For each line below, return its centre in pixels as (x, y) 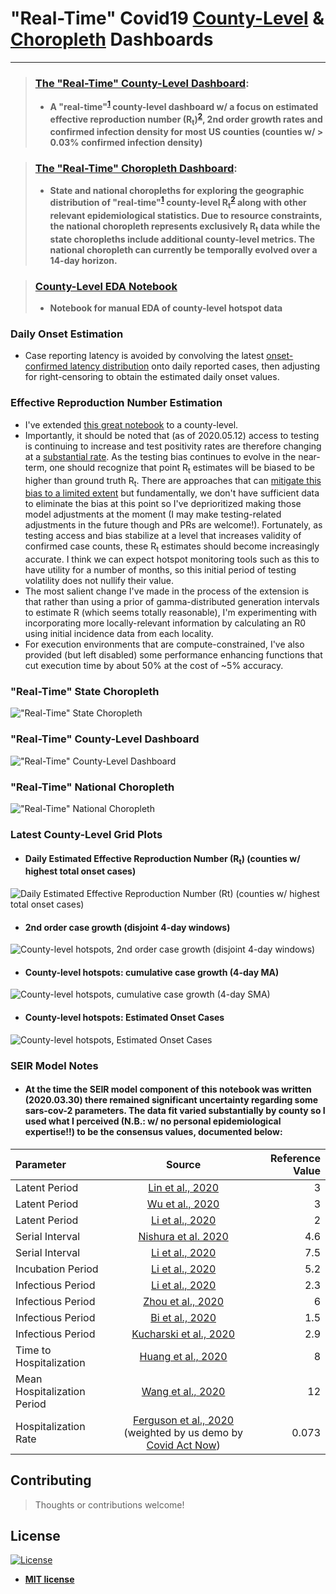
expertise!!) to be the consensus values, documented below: (153, 1132)
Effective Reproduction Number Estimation (116, 403)
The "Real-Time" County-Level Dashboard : (142, 83)
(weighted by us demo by (183, 1432)
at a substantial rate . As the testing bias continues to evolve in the (160, 456)
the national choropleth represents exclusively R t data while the (185, 227)
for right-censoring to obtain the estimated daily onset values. (152, 377)
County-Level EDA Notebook (106, 286)
